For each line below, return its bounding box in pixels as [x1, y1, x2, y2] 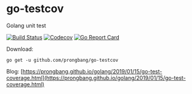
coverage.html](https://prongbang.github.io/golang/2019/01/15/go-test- [6, 74, 186, 81]
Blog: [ [6, 67, 23, 75]
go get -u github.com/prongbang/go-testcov [6, 57, 119, 63]
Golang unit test [6, 22, 46, 29]
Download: [6, 45, 34, 53]
